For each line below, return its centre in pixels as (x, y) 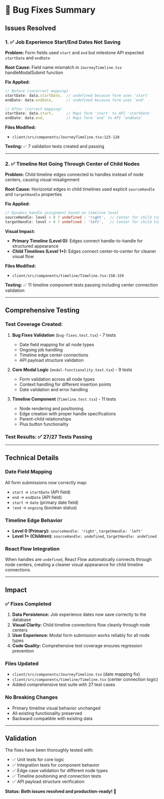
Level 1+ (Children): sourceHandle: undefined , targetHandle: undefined (84, 536)
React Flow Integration (32, 549)
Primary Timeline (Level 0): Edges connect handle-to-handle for (77, 241)
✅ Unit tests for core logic (38, 760)
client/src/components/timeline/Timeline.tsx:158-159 (68, 276)
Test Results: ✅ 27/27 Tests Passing (49, 437)
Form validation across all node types (57, 379)
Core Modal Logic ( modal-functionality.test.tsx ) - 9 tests (72, 370)
